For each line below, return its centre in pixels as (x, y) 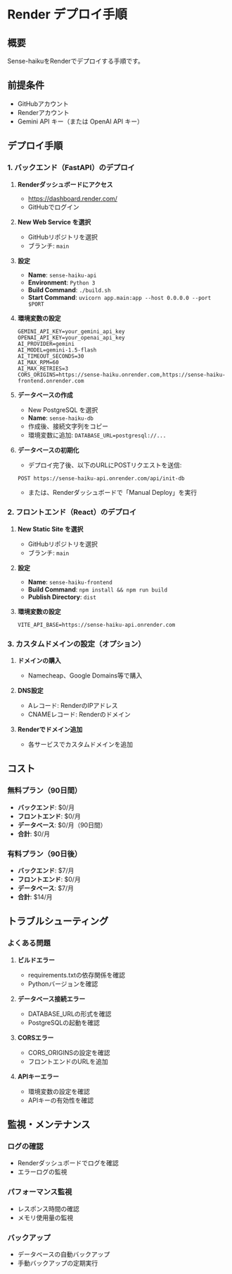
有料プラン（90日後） (45, 853)
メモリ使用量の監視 (45, 1218)
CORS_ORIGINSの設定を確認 (69, 1052)
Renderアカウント (44, 112)
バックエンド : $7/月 (46, 871)
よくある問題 (29, 943)
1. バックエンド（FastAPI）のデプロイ (71, 168)
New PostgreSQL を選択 (63, 409)
